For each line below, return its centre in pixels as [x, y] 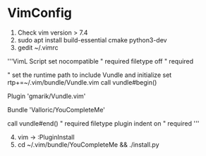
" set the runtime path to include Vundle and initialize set [90, 75]
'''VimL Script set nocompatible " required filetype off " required [101, 61]
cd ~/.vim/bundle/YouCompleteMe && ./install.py [89, 144]
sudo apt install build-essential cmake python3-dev [92, 40]
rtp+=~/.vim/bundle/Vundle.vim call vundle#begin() [82, 82]
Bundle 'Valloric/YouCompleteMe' [56, 109]
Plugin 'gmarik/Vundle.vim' [47, 96]
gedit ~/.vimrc [38, 47]
